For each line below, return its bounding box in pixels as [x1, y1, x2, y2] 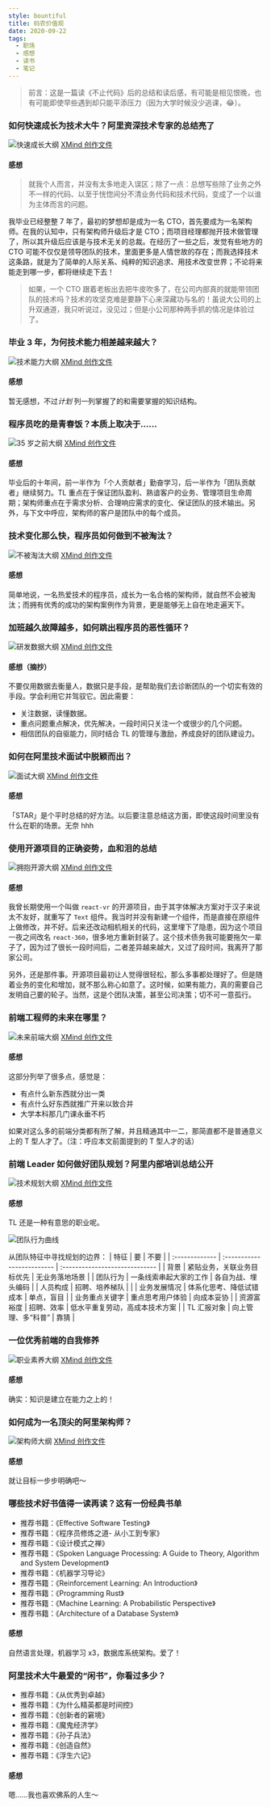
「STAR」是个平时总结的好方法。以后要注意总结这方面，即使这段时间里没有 [8, 810, 260, 820]
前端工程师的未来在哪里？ [8, 1012, 108, 1023]
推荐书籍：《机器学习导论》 [19, 1568, 109, 1577]
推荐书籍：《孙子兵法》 [19, 1730, 95, 1740]
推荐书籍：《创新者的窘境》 [19, 1710, 109, 1720]
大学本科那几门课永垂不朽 [19, 1109, 106, 1118]
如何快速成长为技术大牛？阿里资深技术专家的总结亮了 [8, 120, 215, 131]
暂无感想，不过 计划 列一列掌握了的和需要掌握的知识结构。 [8, 396, 202, 406]
